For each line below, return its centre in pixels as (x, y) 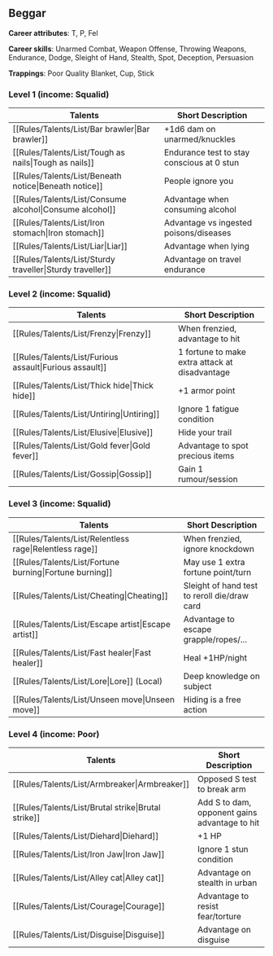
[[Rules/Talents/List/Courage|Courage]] (89, 906)
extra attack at (206, 362)
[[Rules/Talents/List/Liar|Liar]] (70, 246)
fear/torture (220, 917)
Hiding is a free (212, 699)
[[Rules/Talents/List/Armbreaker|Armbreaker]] (101, 784)
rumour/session (208, 480)
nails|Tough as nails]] (54, 163)
